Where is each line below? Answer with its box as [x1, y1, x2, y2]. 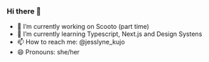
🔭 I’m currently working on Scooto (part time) [16, 23, 150, 31]
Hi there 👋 [6, 6, 42, 16]
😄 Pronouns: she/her [16, 48, 80, 56]
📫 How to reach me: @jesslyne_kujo [16, 38, 125, 46]
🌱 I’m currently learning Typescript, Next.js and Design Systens [16, 30, 203, 38]
